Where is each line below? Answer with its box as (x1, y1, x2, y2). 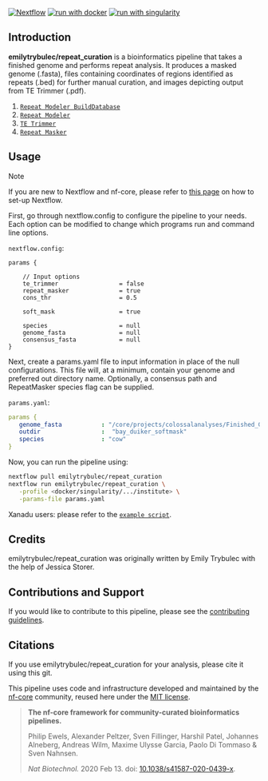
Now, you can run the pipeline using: (8, 457, 129, 467)
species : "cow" (18, 436, 127, 444)
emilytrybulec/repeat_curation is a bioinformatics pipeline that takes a (8, 52, 242, 62)
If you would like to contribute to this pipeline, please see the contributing (8, 607, 250, 616)
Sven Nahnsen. (27, 748, 78, 758)
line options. (8, 228, 49, 237)
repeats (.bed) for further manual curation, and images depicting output (8, 77, 244, 87)
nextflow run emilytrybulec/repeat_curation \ (8, 480, 166, 488)
